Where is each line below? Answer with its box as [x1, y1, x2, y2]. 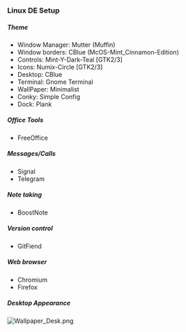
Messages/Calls [7, 150, 56, 158]
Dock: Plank [17, 100, 52, 108]
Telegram [17, 174, 45, 183]
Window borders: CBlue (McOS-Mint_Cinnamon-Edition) [17, 48, 179, 56]
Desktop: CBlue [17, 70, 63, 78]
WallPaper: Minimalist [17, 85, 79, 93]
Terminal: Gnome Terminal [17, 78, 93, 86]
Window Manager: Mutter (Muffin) [17, 41, 116, 49]
